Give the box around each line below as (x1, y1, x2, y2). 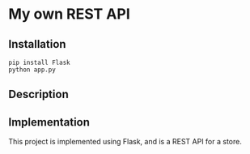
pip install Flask (8, 58, 70, 66)
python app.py (8, 66, 57, 74)
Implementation (8, 115, 91, 129)
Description (8, 88, 69, 101)
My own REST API (8, 5, 131, 24)
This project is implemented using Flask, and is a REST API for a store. (8, 137, 243, 147)
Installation (8, 37, 66, 51)
